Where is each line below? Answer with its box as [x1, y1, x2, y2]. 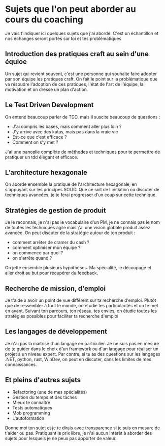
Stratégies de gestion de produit [5, 206, 106, 214]
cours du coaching [5, 14, 84, 25]
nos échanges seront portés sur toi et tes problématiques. [5, 36, 123, 41]
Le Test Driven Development [5, 101, 94, 109]
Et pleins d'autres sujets [5, 376, 81, 384]
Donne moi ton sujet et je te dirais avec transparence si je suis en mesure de [5, 425, 160, 431]
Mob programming [12, 410, 50, 416]
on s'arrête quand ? [12, 255, 52, 261]
